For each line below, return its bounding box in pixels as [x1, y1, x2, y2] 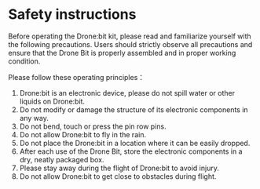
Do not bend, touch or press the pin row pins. [19, 122, 167, 131]
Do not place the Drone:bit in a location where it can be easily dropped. [19, 138, 251, 147]
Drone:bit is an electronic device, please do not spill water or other [19, 88, 236, 97]
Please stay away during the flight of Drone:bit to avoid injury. [19, 163, 220, 173]
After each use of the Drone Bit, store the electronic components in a [19, 147, 243, 156]
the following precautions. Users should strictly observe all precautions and [8, 39, 253, 49]
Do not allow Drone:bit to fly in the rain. [19, 129, 147, 139]
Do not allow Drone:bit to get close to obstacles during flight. [19, 171, 217, 181]
